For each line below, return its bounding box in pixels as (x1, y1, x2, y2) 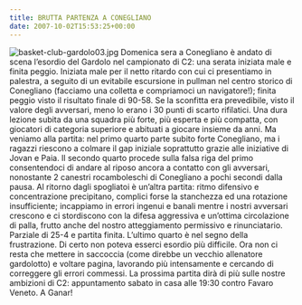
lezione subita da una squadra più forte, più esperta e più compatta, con (9, 114, 278, 125)
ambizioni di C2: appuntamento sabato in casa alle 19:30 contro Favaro (9, 277, 274, 288)
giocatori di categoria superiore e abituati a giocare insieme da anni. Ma (9, 123, 278, 134)
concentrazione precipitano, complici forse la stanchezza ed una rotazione (9, 191, 288, 202)
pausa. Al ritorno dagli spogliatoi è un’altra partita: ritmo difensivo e (9, 181, 260, 192)
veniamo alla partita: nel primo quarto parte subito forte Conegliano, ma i (9, 133, 280, 144)
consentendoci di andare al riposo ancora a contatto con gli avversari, (9, 162, 270, 173)
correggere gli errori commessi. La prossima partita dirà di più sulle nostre (9, 268, 286, 279)
